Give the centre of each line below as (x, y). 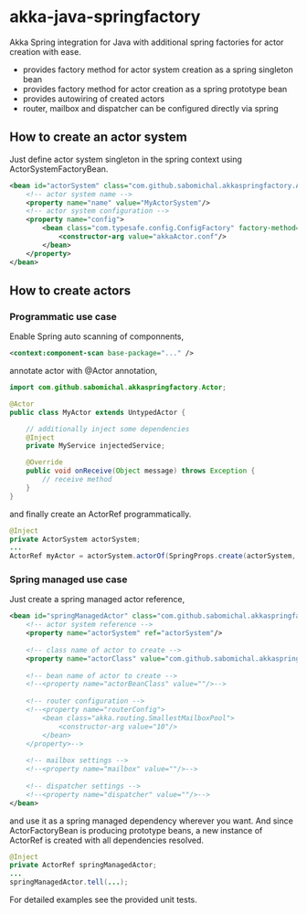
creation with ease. (46, 51)
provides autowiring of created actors (94, 99)
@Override (45, 462)
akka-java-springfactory (105, 17)
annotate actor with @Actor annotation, (84, 371)
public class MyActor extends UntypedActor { (97, 412)
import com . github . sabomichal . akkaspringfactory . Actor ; (118, 388)
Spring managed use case (69, 579)
